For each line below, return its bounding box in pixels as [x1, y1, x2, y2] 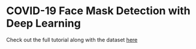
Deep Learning [6, 17, 81, 30]
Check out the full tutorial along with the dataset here [6, 36, 138, 43]
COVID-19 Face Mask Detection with [6, 4, 191, 18]
